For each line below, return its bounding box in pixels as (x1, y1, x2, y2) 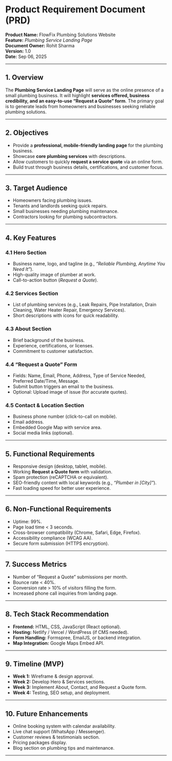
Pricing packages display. (12, 739, 68, 746)
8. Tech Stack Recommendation (5, 610, 109, 618)
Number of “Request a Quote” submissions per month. (12, 574, 128, 580)
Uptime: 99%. (12, 518, 42, 524)
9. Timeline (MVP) (5, 660, 64, 668)
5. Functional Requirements (5, 449, 95, 458)
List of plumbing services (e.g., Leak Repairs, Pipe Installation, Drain (12, 302, 157, 308)
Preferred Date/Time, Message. (12, 378, 79, 384)
